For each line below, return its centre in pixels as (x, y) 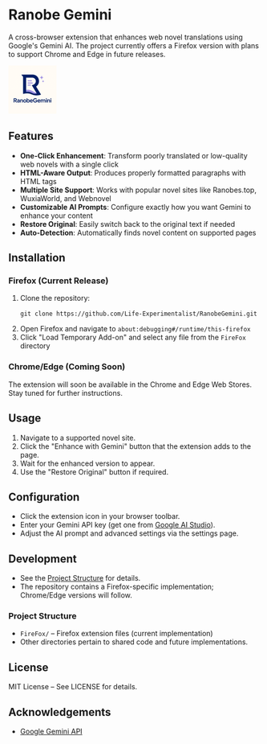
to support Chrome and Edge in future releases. (87, 54)
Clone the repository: (55, 298)
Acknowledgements (60, 712)
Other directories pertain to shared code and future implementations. (134, 642)
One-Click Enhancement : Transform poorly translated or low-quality (134, 155)
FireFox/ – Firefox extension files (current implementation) (117, 634)
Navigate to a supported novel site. (78, 438)
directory (35, 346)
